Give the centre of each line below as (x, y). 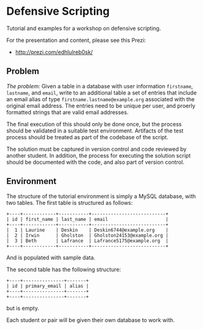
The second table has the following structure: (64, 269)
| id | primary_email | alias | (48, 286)
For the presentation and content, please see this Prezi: (76, 40)
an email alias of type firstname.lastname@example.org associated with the (101, 99)
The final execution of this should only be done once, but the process (94, 124)
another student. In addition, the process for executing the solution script (99, 155)
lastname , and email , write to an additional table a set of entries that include (102, 93)
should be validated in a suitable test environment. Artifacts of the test (95, 131)
